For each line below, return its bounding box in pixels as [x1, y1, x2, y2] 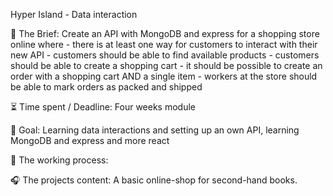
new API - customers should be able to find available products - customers [10, 49, 320, 61]
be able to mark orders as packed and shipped [10, 81, 203, 93]
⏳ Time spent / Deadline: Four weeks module [10, 101, 197, 113]
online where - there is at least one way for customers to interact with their [10, 39, 318, 50]
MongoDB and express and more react [10, 135, 170, 146]
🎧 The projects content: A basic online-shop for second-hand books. [10, 174, 298, 186]
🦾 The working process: [10, 154, 109, 166]
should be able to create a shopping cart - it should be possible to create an [10, 60, 323, 71]
